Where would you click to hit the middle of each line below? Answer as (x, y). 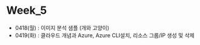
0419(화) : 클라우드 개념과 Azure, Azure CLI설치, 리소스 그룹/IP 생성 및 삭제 (105, 35)
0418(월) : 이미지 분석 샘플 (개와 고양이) (62, 28)
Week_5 (27, 10)
